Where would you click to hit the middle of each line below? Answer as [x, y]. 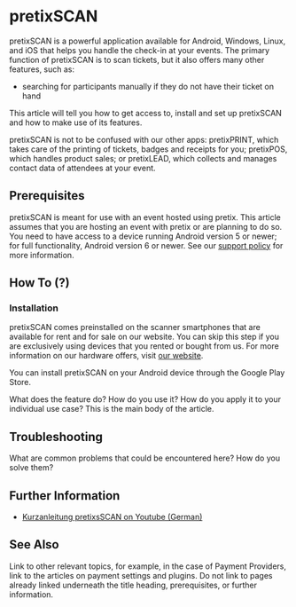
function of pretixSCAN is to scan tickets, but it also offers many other [137, 59]
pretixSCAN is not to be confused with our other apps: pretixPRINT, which [144, 139]
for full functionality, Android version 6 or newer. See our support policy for [146, 245]
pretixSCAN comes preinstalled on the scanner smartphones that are [135, 327]
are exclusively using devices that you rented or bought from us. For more [144, 346]
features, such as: [42, 69]
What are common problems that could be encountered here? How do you [145, 458]
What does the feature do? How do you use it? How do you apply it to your [145, 399]
